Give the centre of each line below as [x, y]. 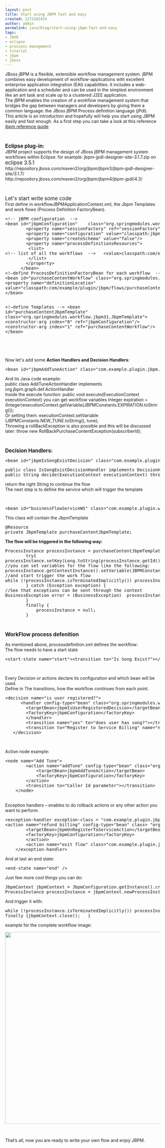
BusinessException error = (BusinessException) [63, 595]
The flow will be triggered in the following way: [54, 542]
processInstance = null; [66, 610]
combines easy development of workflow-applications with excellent [75, 79]
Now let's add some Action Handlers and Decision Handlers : [68, 360]
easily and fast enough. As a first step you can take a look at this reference [81, 121]
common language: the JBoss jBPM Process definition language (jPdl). [77, 111]
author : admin [20, 23]
